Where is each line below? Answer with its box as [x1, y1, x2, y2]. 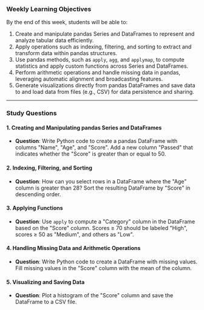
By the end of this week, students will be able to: [6, 19, 128, 26]
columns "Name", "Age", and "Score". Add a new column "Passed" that [15, 144, 193, 151]
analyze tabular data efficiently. [15, 37, 94, 44]
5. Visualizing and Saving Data [6, 278, 85, 286]
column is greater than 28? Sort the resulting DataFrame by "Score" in [15, 184, 191, 191]
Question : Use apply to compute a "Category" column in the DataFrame [15, 217, 195, 225]
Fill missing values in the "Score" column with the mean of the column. [15, 265, 192, 272]
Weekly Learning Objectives [6, 5, 92, 13]
